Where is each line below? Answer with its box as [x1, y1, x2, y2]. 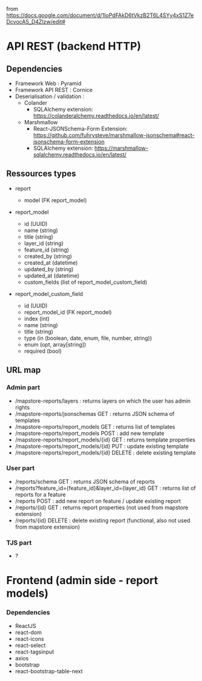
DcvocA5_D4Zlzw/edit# [6, 18, 66, 25]
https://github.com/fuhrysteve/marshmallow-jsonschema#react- [33, 132, 195, 139]
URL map [6, 365, 41, 375]
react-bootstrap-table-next [15, 667, 83, 675]
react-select [15, 641, 46, 649]
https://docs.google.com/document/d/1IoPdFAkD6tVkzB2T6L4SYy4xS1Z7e [6, 12, 194, 19]
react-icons [15, 635, 44, 642]
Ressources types [6, 169, 76, 179]
